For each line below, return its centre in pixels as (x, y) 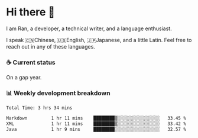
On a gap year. (24, 78)
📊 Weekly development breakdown (58, 93)
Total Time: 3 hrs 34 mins (39, 108)
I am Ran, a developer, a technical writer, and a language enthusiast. (89, 28)
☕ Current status (31, 62)
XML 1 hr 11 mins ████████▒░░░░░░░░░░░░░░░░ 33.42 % (96, 124)
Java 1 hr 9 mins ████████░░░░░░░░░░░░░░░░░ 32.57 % (96, 130)
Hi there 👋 (30, 12)
